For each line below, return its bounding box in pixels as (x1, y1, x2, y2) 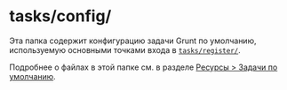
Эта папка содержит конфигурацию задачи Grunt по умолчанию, (9, 35, 257, 46)
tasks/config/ (9, 6, 112, 26)
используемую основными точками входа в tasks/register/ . (9, 44, 242, 55)
